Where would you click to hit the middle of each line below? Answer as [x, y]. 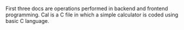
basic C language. [27, 21]
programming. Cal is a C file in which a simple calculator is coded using [92, 15]
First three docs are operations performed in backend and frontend [87, 9]
